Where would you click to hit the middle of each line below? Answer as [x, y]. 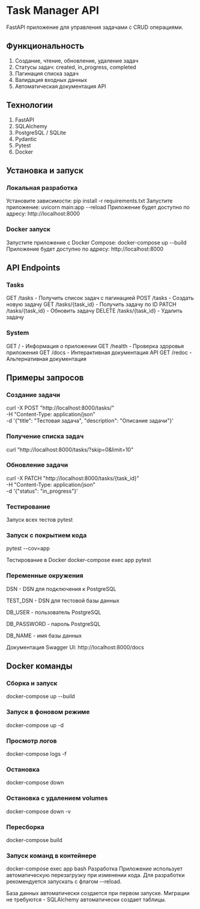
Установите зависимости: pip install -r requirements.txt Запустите [89, 201]
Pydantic [26, 139]
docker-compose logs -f [37, 754]
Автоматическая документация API [60, 86]
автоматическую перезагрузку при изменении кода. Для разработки [95, 875]
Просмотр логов [32, 740]
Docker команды [39, 666]
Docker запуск [29, 230]
